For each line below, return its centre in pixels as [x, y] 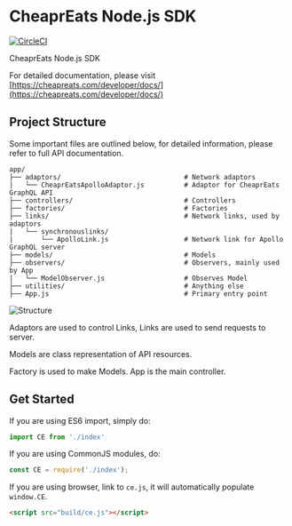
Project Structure [58, 122]
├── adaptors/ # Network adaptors [132, 177]
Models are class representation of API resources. [101, 354]
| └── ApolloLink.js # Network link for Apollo [146, 239]
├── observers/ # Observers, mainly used [144, 263]
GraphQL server [37, 247]
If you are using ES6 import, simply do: [80, 420]
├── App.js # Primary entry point [138, 294]
